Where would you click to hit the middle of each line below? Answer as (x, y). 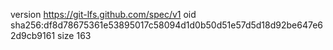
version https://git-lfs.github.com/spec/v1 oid (103, 14)
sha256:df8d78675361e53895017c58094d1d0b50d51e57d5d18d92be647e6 (167, 25)
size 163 (74, 35)
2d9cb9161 (33, 35)
